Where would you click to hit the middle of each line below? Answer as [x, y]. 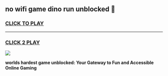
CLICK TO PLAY [24, 23]
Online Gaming [21, 67]
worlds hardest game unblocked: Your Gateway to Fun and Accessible [79, 62]
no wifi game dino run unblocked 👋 [60, 9]
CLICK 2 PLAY [22, 42]
